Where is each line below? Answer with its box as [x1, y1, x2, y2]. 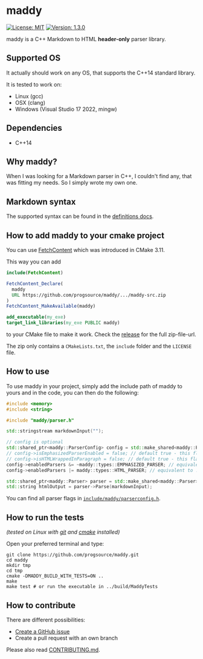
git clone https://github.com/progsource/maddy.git [6, 552, 139, 558]
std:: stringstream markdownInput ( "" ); [6, 428, 104, 434]
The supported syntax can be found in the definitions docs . [6, 213, 154, 220]
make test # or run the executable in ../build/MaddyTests [6, 584, 158, 590]
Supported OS [6, 53, 61, 64]
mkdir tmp [6, 563, 31, 569]
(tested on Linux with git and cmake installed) [6, 528, 120, 536]
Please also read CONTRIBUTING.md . [6, 646, 101, 653]
